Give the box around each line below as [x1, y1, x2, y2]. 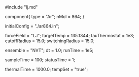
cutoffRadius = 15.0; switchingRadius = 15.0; [5, 38, 95, 44]
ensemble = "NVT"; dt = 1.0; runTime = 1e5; [5, 48, 94, 53]
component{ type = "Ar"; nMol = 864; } [5, 14, 85, 19]
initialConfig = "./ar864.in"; [5, 23, 60, 29]
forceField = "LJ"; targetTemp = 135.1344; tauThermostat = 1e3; [5, 33, 135, 38]
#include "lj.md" [5, 4, 38, 10]
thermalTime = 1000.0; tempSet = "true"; [5, 66, 88, 72]
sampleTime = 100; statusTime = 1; [5, 57, 75, 63]
